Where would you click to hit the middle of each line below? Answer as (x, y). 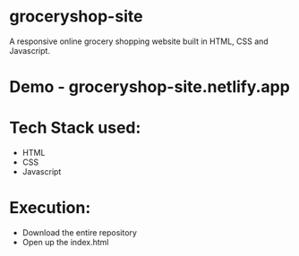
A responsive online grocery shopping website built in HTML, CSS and (139, 41)
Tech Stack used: (75, 128)
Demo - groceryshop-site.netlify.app (150, 87)
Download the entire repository (79, 233)
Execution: (50, 208)
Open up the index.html (65, 242)
